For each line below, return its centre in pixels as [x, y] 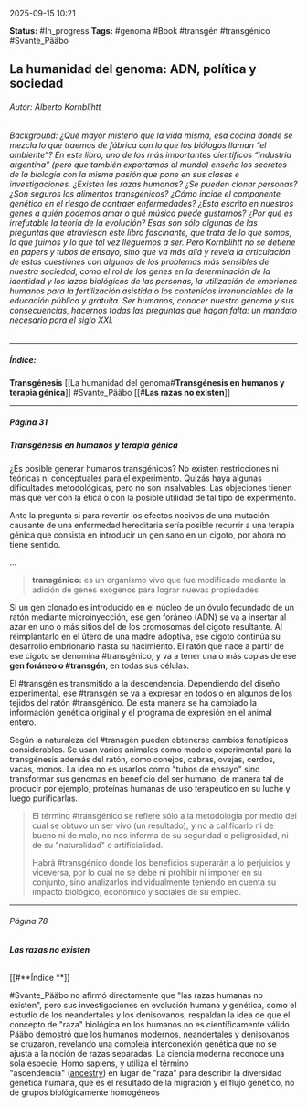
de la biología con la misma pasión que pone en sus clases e [125, 174]
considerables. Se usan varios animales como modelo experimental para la [150, 750]
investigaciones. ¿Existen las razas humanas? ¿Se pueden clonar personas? [153, 184]
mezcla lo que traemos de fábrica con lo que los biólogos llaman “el [138, 144]
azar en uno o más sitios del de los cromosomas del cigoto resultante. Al [146, 626]
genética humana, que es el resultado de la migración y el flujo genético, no [152, 1083]
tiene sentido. [35, 544]
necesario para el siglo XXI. [62, 320]
